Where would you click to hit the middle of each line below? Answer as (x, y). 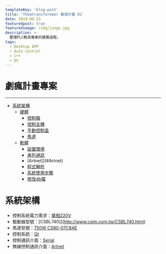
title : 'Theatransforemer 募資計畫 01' (45, 14)
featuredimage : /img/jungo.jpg (37, 28)
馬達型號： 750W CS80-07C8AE (45, 228)
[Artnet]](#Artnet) (45, 161)
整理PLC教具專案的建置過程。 (35, 38)
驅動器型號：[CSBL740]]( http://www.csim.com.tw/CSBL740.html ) (79, 222)
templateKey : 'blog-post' (32, 10)
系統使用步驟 (40, 173)
